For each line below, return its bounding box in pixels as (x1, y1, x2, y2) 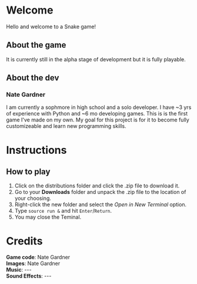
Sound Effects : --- (6, 272, 52, 280)
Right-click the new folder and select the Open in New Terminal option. (14, 201, 187, 208)
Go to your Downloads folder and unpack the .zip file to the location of (14, 189, 186, 196)
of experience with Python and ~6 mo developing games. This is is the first (6, 110, 188, 117)
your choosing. (14, 195, 52, 202)
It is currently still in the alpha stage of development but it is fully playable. (6, 55, 186, 62)
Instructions (6, 143, 67, 157)
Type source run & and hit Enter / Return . (14, 207, 112, 214)
